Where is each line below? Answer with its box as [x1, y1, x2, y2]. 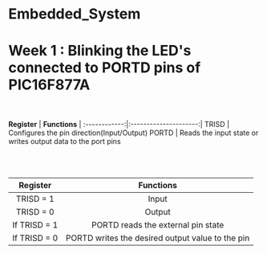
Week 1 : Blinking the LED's [8, 42, 192, 60]
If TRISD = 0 [12, 232, 59, 244]
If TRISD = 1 [12, 219, 59, 231]
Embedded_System [8, 5, 141, 23]
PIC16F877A [8, 76, 91, 94]
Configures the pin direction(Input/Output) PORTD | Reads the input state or [8, 128, 259, 137]
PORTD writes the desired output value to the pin [65, 232, 250, 244]
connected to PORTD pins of [8, 59, 201, 77]
